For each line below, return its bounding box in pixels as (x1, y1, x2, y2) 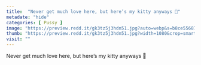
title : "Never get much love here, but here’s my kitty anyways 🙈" (6, 8, 181, 15)
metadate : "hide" (6, 14, 50, 20)
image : (6, 25, 23, 31)
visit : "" (6, 36, 31, 42)
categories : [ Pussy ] (6, 19, 63, 25)
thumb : (6, 31, 23, 37)
